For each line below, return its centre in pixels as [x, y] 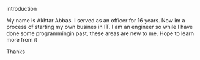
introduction [22, 9]
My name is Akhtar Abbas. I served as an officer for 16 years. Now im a [96, 20]
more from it [22, 40]
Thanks [16, 52]
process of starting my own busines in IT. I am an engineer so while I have [100, 27]
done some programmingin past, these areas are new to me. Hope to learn [100, 33]
